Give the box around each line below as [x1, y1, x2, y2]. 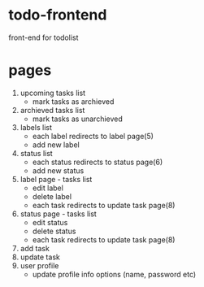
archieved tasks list [20, 105, 85, 115]
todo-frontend [8, 6, 107, 24]
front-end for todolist [8, 33, 79, 42]
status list [20, 148, 53, 158]
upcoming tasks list [20, 88, 86, 98]
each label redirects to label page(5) [32, 131, 154, 141]
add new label [32, 140, 80, 150]
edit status [32, 217, 68, 227]
